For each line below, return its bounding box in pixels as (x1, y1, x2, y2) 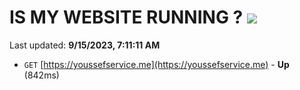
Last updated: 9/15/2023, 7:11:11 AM (9, 39, 161, 51)
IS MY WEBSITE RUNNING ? (9, 6, 244, 29)
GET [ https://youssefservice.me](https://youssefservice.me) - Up (23, 58, 290, 70)
